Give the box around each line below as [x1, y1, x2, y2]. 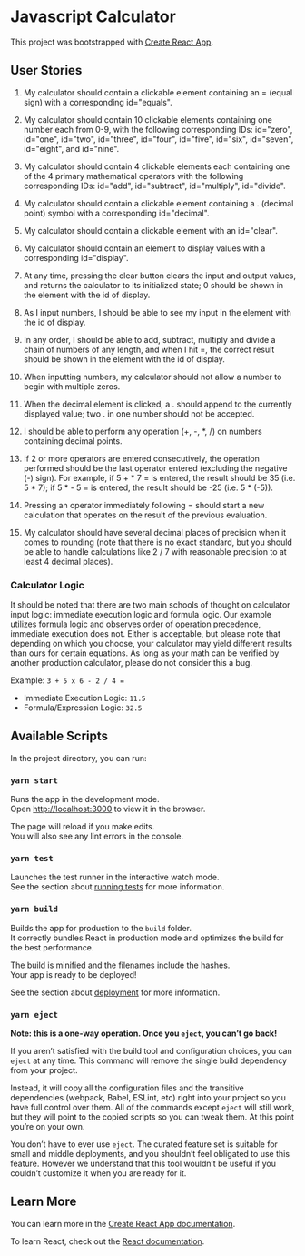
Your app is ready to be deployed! [10, 969, 137, 980]
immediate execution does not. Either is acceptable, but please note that [10, 628, 280, 639]
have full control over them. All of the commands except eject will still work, [10, 1102, 295, 1113]
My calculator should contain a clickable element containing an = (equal [23, 86, 293, 97]
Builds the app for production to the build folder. [10, 922, 192, 933]
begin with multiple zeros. [23, 380, 121, 392]
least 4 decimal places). [23, 556, 113, 567]
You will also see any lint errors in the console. [10, 830, 184, 842]
